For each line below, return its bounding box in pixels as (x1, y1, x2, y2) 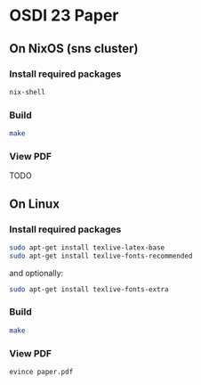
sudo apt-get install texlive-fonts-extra (9, 284, 169, 294)
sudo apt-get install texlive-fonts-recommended (9, 251, 193, 260)
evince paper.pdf (9, 367, 74, 376)
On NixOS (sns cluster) (9, 41, 139, 56)
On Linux (9, 196, 60, 211)
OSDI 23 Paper (9, 5, 119, 26)
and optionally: (9, 267, 64, 278)
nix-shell (9, 87, 46, 96)
